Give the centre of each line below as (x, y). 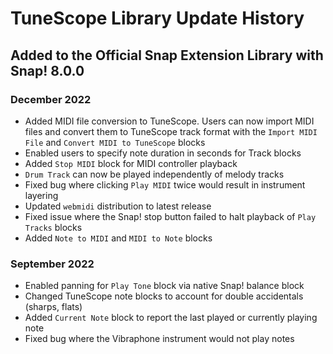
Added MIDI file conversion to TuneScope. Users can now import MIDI (169, 121)
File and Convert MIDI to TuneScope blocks (115, 142)
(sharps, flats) (53, 307)
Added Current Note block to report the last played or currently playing (171, 318)
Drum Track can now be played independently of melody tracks (154, 174)
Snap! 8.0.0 (47, 70)
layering (41, 195)
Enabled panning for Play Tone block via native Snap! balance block (164, 286)
